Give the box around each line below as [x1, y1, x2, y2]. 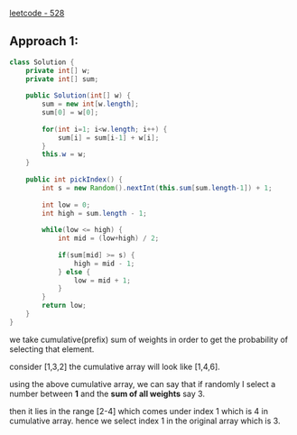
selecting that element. [9, 343, 95, 355]
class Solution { [9, 58, 75, 67]
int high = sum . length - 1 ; [42, 208, 147, 217]
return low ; [42, 301, 88, 310]
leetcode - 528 [9, 8, 65, 18]
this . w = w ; [42, 150, 88, 159]
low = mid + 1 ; [73, 275, 131, 285]
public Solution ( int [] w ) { [25, 91, 131, 100]
